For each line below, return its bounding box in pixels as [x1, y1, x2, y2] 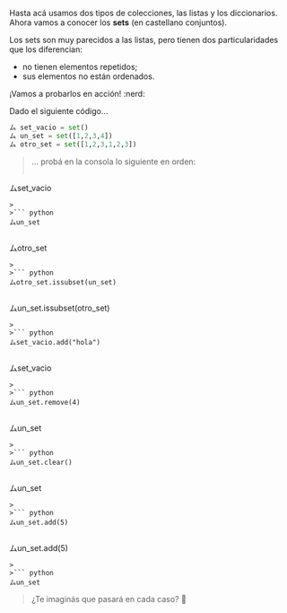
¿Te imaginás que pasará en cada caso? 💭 [30, 593, 187, 604]
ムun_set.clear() [9, 458, 74, 467]
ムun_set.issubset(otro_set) [9, 302, 110, 313]
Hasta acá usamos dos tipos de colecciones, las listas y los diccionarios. [9, 8, 278, 18]
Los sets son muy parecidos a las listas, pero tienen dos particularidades [9, 35, 279, 45]
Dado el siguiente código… [9, 106, 109, 116]
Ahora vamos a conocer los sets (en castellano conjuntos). [9, 17, 227, 28]
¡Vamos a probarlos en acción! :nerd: [9, 89, 145, 99]
